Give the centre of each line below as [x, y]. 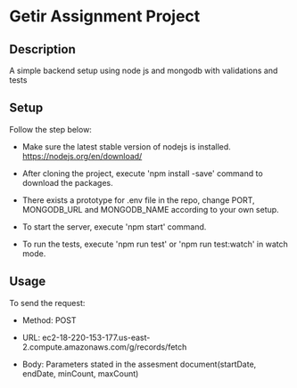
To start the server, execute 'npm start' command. [114, 226]
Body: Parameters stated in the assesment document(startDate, [139, 364]
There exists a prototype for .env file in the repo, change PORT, [139, 200]
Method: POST [49, 320]
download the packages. [67, 182]
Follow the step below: [50, 129]
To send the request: [47, 303]
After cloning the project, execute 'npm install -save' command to [142, 173]
